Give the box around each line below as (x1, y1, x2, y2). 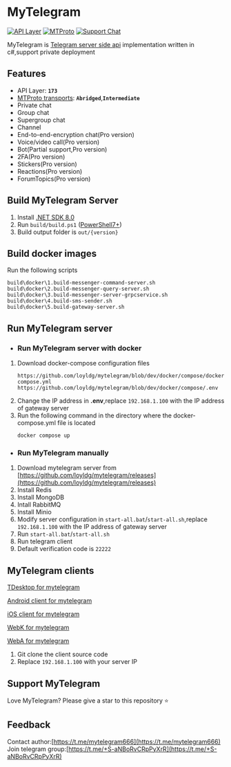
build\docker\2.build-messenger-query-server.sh (7, 285, 150, 293)
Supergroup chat (17, 116, 66, 124)
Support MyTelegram (7, 678, 101, 689)
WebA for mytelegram (7, 637, 70, 645)
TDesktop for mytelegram (7, 583, 81, 592)
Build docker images (7, 247, 97, 260)
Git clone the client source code (17, 650, 108, 658)
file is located (57, 419, 96, 427)
